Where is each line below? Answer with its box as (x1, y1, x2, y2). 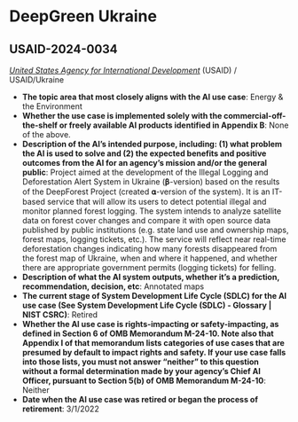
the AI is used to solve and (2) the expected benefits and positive (21, 148, 267, 159)
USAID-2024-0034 (9, 42, 118, 57)
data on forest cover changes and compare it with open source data (21, 215, 271, 225)
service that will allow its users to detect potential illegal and (47, 197, 267, 207)
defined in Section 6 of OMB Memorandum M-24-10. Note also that (21, 328, 274, 339)
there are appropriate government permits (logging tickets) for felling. (21, 262, 277, 272)
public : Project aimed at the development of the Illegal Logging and (21, 167, 269, 177)
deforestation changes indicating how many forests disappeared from (21, 244, 278, 254)
